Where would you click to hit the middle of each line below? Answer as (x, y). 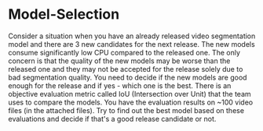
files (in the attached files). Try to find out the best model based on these (126, 110)
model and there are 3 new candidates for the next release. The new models (131, 44)
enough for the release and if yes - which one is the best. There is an (120, 85)
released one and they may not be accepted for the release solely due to (126, 69)
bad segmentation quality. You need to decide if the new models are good (128, 77)
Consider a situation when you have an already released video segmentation (132, 36)
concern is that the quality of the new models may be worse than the (119, 61)
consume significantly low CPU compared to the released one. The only (124, 52)
